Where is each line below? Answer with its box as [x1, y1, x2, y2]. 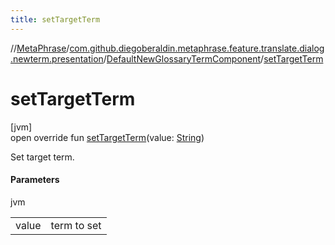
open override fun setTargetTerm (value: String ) [10, 131, 205, 143]
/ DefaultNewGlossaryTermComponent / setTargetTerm [103, 52, 324, 65]
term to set [50, 218, 102, 232]
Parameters [10, 174, 60, 186]
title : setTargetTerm [10, 14, 101, 25]
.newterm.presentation [10, 52, 104, 65]
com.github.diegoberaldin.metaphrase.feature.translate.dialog [69, 42, 325, 54]
